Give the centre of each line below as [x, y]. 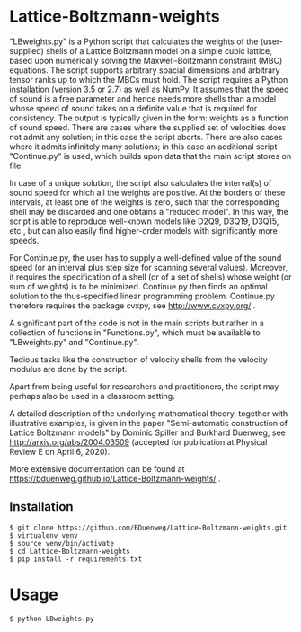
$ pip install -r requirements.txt [76, 559]
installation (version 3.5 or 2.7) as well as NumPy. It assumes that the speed [149, 89]
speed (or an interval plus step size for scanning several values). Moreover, [149, 267]
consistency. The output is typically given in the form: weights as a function [149, 118]
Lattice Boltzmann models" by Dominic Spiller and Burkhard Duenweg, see [147, 432]
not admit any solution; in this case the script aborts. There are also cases [146, 137]
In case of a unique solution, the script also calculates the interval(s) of [141, 182]
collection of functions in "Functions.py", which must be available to [135, 332]
